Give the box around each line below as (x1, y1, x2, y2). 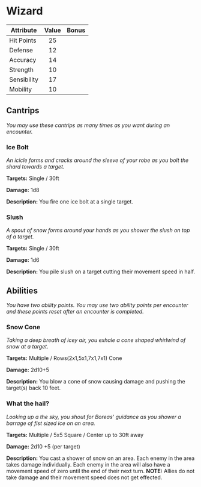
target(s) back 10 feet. (6, 384, 61, 392)
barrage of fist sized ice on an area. (6, 420, 96, 427)
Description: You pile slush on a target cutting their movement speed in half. (6, 268, 196, 275)
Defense (9, 46, 33, 54)
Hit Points (9, 36, 37, 45)
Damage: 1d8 (6, 187, 40, 194)
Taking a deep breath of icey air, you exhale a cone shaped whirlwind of (6, 337, 186, 344)
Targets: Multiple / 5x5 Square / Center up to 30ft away (6, 431, 144, 438)
